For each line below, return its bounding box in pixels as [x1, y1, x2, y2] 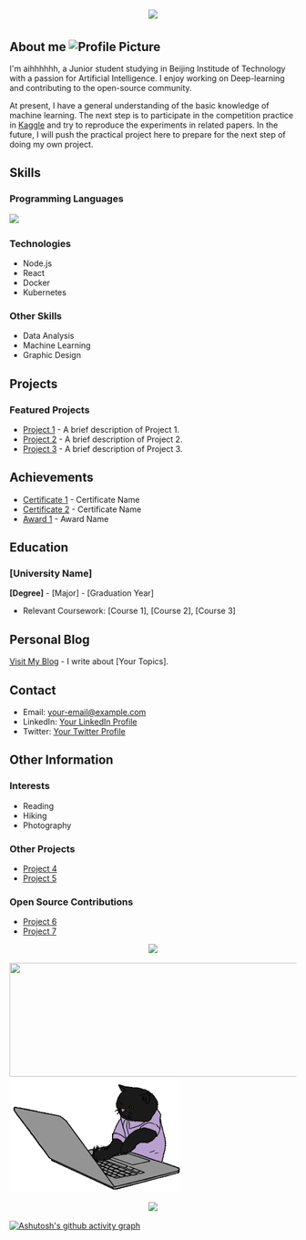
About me [9, 39, 66, 55]
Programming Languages [9, 192, 125, 205]
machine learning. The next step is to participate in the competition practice [9, 110, 294, 120]
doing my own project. [9, 139, 94, 149]
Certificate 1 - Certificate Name [22, 494, 140, 505]
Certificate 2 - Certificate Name [22, 504, 142, 515]
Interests [9, 780, 50, 793]
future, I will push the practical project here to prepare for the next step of [9, 129, 287, 139]
